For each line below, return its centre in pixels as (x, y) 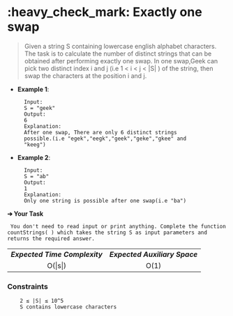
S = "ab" (37, 176)
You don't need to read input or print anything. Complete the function (118, 226)
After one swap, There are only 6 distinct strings (100, 132)
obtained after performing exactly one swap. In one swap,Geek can (121, 61)
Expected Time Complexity (57, 254)
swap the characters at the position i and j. (85, 76)
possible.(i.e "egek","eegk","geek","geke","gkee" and (105, 139)
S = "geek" (40, 108)
